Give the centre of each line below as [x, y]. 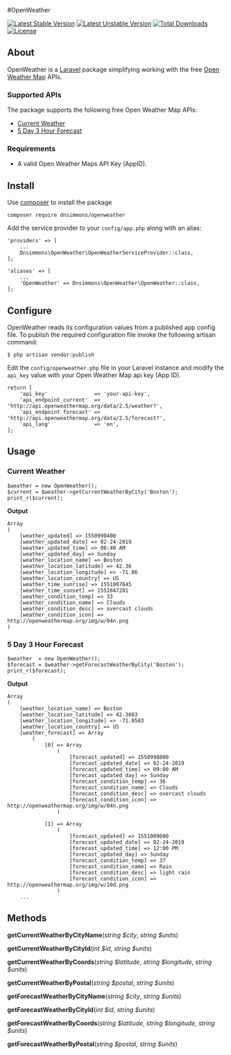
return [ [20, 388]
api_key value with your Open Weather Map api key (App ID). [94, 375]
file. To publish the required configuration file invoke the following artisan [112, 335]
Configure [29, 311]
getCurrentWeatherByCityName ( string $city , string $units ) [93, 935]
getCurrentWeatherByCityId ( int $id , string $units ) [80, 948]
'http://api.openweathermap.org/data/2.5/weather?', [85, 406]
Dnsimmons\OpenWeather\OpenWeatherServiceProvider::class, [107, 253]
